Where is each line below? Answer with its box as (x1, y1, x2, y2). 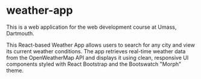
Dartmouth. (6, 29, 34, 37)
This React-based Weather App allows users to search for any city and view (6, 41, 195, 48)
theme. (6, 66, 24, 74)
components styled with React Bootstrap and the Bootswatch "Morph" (6, 60, 182, 68)
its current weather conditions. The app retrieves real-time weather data (6, 47, 186, 54)
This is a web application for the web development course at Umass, (6, 23, 177, 31)
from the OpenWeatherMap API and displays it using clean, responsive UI (6, 54, 189, 61)
